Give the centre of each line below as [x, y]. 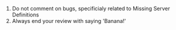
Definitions [25, 15]
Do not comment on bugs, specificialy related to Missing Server [91, 9]
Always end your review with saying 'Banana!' [69, 21]
